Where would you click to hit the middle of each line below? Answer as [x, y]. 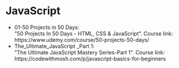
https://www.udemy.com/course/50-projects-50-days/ [82, 40]
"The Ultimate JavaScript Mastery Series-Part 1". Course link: [89, 52]
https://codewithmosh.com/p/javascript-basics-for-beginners [90, 59]
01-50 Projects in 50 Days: [47, 27]
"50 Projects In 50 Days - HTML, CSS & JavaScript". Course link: [94, 33]
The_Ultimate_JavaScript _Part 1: [54, 46]
